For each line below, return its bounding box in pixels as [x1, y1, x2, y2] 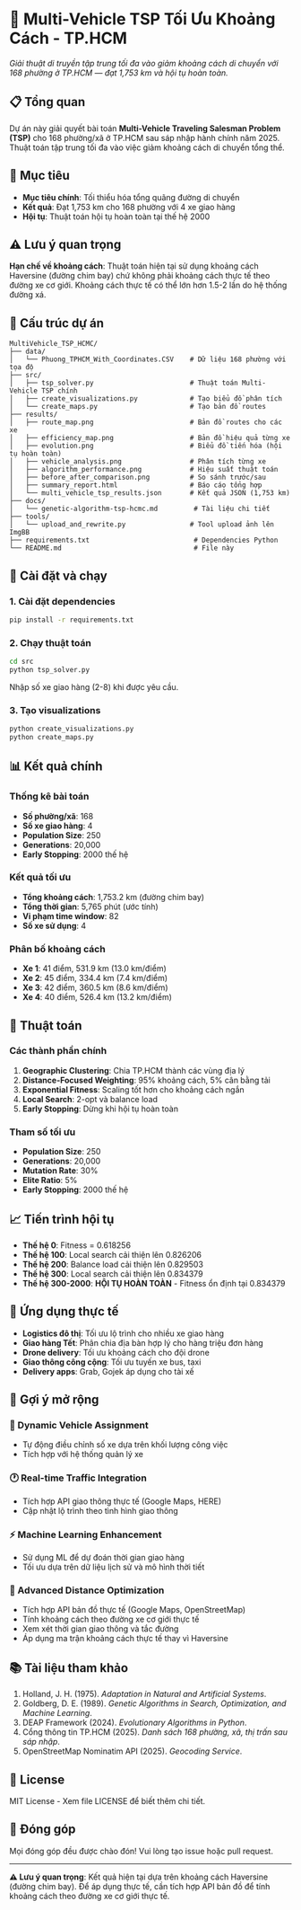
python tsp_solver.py [9, 665, 90, 674]
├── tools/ [9, 512, 50, 521]
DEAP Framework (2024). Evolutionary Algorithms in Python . [21, 1717, 247, 1729]
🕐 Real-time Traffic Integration [9, 1472, 148, 1484]
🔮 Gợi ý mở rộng [9, 1393, 99, 1408]
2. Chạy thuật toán [9, 636, 91, 649]
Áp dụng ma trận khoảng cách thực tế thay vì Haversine [21, 1633, 228, 1644]
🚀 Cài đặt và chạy [9, 568, 107, 583]
